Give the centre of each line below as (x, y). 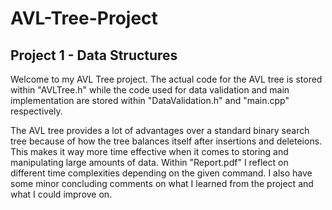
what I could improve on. (61, 194)
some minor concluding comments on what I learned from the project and (162, 183)
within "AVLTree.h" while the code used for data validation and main (150, 90)
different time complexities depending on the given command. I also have (161, 173)
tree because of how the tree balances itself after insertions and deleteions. (166, 141)
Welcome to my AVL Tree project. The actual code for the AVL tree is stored (166, 79)
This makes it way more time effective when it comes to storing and (149, 151)
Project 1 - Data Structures (94, 55)
